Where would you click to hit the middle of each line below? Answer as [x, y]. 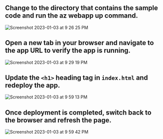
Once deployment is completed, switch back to [78, 112]
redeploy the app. [33, 85]
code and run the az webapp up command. [72, 16]
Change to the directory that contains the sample [81, 8]
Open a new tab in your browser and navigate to [80, 43]
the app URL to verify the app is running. [68, 51]
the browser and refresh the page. [58, 120]
